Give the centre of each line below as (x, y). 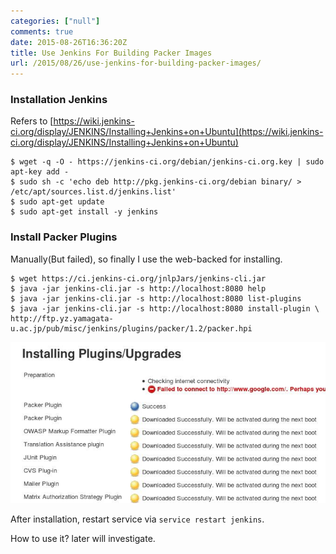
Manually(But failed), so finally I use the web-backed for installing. (146, 259)
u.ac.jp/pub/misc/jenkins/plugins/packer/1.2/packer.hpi (131, 328)
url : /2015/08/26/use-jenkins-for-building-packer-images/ (136, 63)
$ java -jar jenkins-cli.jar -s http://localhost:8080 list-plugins (156, 298)
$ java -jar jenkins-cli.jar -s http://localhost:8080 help (138, 288)
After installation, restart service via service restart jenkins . (137, 519)
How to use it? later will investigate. (83, 538)
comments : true (42, 31)
